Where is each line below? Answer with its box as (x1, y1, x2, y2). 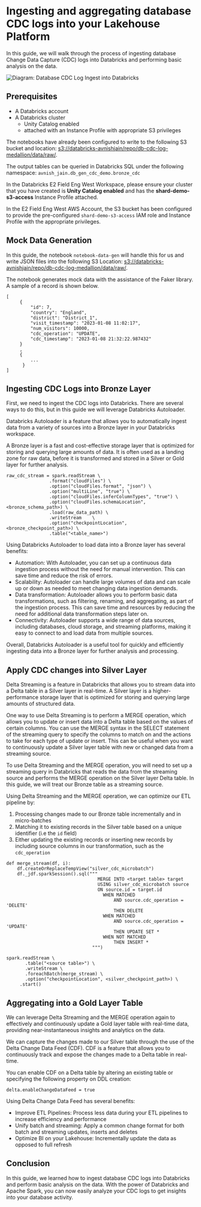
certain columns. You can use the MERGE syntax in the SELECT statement (6, 724, 190, 732)
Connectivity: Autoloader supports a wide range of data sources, (14, 617, 176, 624)
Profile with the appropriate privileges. (6, 218, 101, 225)
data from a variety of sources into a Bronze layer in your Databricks (6, 424, 175, 431)
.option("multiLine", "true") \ (49, 489, 130, 495)
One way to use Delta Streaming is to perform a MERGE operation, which (6, 712, 187, 719)
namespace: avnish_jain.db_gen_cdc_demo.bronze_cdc (6, 169, 140, 176)
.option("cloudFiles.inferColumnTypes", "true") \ (49, 494, 179, 500)
